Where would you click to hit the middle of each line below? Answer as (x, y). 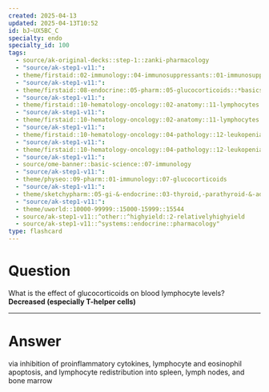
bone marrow (30, 380)
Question (39, 271)
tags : (17, 53)
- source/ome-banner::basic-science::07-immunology (104, 165)
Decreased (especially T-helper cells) (72, 302)
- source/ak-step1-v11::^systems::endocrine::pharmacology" (118, 224)
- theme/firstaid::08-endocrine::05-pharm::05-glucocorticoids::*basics (139, 90)
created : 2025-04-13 (43, 16)
